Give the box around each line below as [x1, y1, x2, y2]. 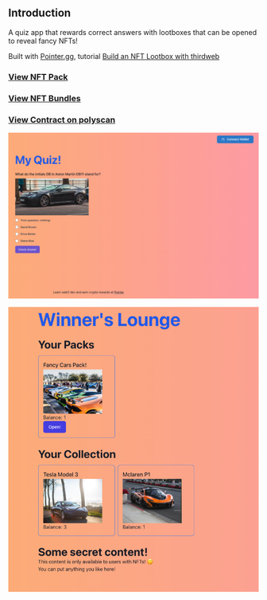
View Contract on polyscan [8, 114, 116, 125]
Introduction [8, 6, 72, 20]
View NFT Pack [8, 71, 68, 82]
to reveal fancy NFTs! [8, 36, 78, 45]
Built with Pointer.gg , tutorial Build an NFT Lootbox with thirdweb [8, 51, 220, 61]
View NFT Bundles [8, 92, 81, 104]
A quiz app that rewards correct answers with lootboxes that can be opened [8, 27, 257, 37]
